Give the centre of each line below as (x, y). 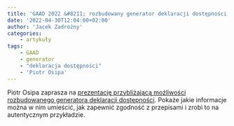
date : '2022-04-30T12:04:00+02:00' (59, 20)
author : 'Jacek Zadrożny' (45, 27)
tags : (15, 46)
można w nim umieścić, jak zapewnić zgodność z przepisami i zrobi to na (113, 107)
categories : (25, 33)
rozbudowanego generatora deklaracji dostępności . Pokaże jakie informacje (117, 99)
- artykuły (36, 40)
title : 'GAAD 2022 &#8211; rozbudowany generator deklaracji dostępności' (119, 14)
